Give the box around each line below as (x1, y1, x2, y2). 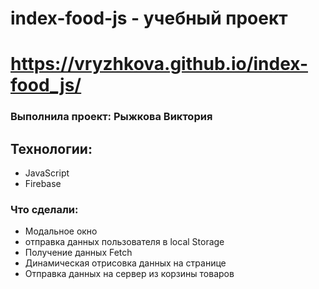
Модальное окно (24, 225, 98, 237)
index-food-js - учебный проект (10, 7, 288, 30)
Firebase (24, 178, 62, 190)
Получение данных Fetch (24, 247, 133, 259)
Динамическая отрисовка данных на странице (24, 257, 227, 269)
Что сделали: (10, 203, 79, 217)
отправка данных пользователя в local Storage (24, 236, 225, 248)
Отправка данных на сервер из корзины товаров (24, 268, 235, 280)
